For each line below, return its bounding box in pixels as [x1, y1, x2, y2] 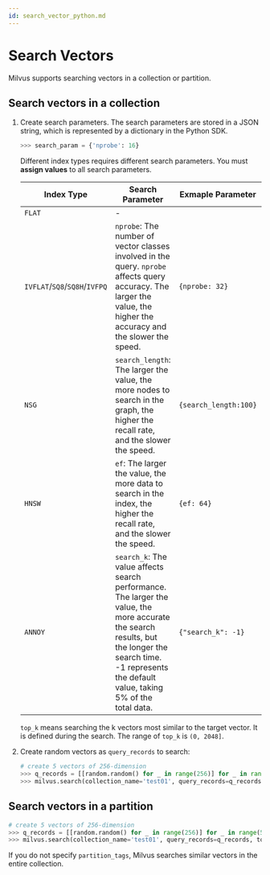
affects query [115, 271, 166, 282]
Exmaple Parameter [179, 189, 256, 200]
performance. [115, 581, 167, 593]
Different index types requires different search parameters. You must [19, 156, 248, 166]
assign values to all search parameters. [19, 165, 152, 175]
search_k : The [115, 552, 167, 563]
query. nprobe [115, 261, 166, 272]
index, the [115, 498, 153, 509]
